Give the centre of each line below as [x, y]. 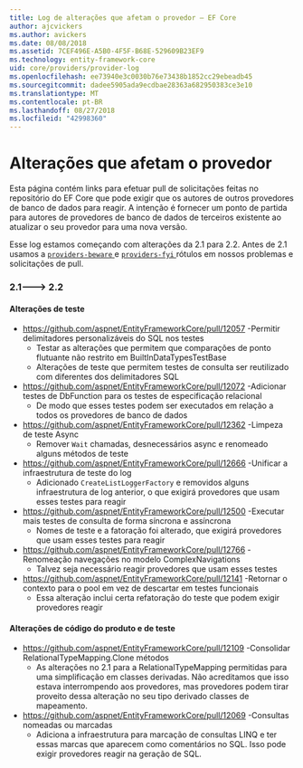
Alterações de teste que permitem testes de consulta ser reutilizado [162, 367]
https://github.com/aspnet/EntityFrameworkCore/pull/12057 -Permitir [151, 329]
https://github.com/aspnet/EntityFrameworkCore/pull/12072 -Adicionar [154, 386]
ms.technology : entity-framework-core [82, 60]
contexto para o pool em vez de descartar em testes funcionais [141, 588]
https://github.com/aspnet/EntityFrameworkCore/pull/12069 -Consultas [156, 716]
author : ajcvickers [46, 26]
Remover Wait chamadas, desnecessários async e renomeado [152, 444]
